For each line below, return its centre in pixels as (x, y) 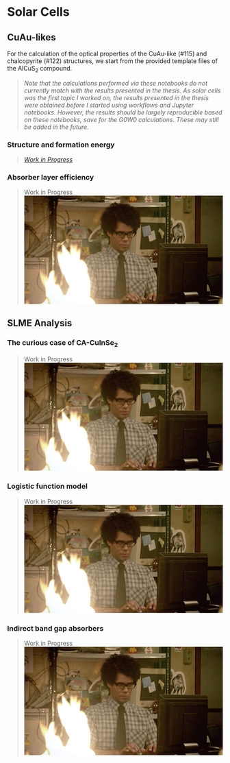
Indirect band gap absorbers (55, 629)
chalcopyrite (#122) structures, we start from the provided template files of (112, 61)
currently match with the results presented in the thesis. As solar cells (122, 90)
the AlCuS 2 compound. (40, 69)
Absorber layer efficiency (51, 178)
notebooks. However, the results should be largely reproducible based (123, 112)
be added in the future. (56, 127)
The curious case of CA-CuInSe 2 (63, 343)
